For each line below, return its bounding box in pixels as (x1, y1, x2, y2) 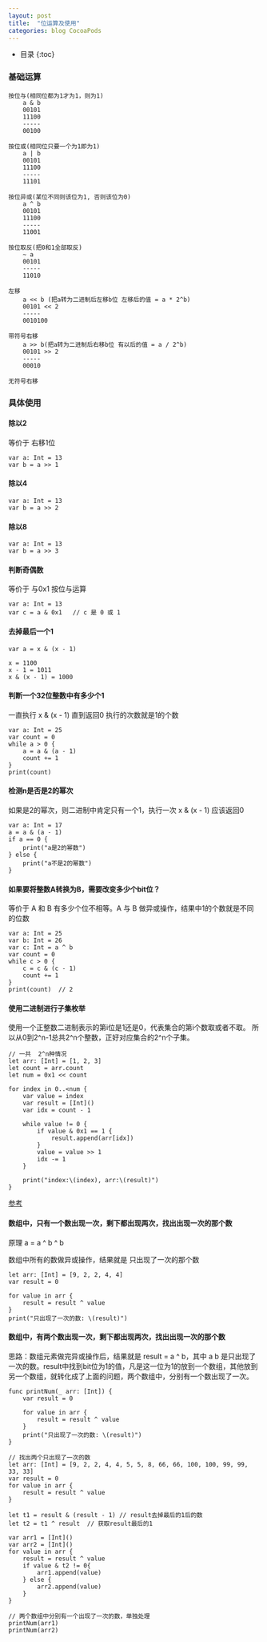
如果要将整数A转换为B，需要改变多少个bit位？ (8, 884, 161, 894)
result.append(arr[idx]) (50, 1134, 134, 1142)
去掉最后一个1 (8, 626, 54, 636)
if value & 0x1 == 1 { (37, 1127, 113, 1136)
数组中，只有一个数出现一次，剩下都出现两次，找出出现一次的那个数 (8, 1218, 233, 1228)
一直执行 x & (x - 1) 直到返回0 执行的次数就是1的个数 (8, 710, 179, 719)
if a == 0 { (8, 835, 48, 843)
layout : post (8, 11, 52, 20)
